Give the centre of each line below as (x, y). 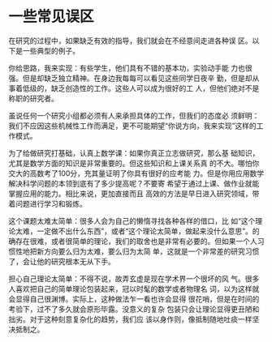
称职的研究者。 (33, 98)
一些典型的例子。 (51, 50)
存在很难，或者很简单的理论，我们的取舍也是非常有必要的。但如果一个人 (136, 241)
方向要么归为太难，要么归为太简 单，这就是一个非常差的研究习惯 (151, 251)
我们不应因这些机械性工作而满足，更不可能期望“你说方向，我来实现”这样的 (133, 126)
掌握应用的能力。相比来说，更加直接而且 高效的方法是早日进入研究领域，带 (134, 193)
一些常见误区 (52, 17)
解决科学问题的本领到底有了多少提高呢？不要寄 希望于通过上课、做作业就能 (134, 183)
